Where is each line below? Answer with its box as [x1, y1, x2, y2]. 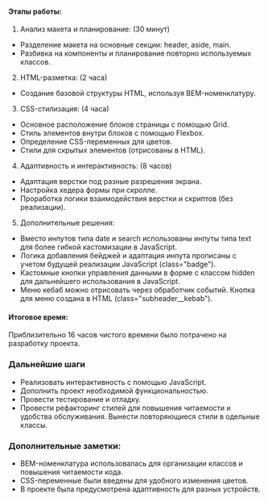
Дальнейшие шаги [8, 359, 86, 370]
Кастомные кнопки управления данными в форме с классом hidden [19, 268, 255, 278]
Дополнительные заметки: [8, 440, 122, 451]
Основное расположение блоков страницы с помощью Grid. [19, 119, 229, 129]
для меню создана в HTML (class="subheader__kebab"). [19, 294, 213, 303]
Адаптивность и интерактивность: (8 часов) [19, 161, 172, 171]
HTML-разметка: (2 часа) [19, 73, 108, 82]
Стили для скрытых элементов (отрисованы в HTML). [19, 145, 206, 155]
